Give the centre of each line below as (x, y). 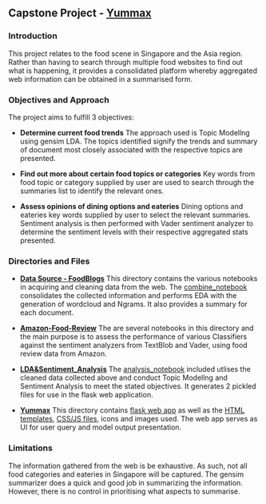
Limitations (31, 448)
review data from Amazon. (63, 354)
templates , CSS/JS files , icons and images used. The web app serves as (139, 419)
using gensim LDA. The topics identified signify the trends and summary (139, 141)
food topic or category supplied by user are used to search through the (137, 182)
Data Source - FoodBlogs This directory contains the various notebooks (139, 279)
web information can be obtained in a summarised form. (101, 79)
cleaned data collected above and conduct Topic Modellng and (123, 378)
